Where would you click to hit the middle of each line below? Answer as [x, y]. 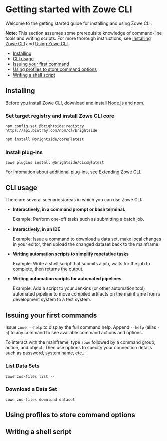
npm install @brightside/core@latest [45, 139]
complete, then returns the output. [48, 269]
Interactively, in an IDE [36, 229]
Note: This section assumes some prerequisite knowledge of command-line [83, 33]
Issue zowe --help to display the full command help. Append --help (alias [81, 327]
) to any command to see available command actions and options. [75, 332]
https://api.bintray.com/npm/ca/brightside [51, 131]
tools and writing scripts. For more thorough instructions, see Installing [78, 38]
